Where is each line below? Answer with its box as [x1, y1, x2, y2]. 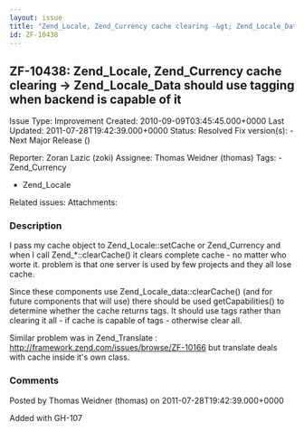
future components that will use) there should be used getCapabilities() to [9, 295, 285, 307]
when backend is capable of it [9, 91, 182, 107]
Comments [9, 374, 59, 387]
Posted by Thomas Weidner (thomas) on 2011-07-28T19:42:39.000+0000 [9, 395, 285, 406]
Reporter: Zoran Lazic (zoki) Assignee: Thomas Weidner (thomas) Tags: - [9, 153, 282, 164]
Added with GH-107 [9, 412, 83, 423]
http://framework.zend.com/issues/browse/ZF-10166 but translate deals [9, 342, 278, 353]
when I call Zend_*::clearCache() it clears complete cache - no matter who [9, 249, 287, 260]
